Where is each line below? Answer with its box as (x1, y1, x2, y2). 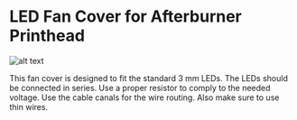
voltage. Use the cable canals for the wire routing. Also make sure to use (9, 92, 280, 103)
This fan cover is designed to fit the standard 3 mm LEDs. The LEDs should (9, 72, 289, 83)
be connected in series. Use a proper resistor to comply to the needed (9, 82, 271, 93)
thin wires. (9, 101, 48, 112)
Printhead (9, 25, 86, 46)
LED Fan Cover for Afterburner (9, 6, 242, 27)
